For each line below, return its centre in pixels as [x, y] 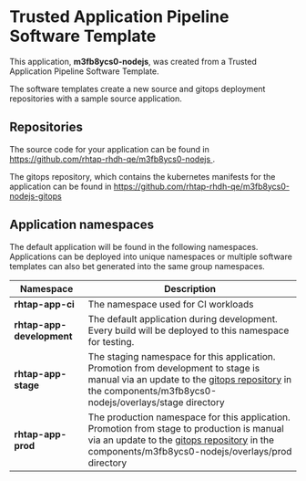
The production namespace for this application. [189, 417]
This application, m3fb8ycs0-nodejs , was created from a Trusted [133, 61]
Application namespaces [82, 225]
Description [190, 288]
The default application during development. [183, 319]
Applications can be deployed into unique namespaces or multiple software [151, 256]
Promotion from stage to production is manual [186, 428]
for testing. [111, 341]
